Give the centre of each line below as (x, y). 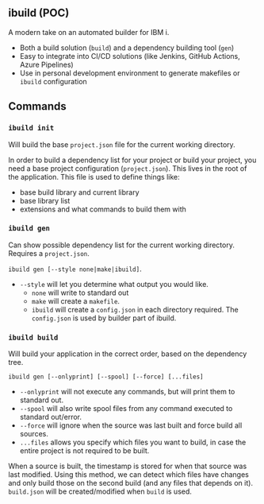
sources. (34, 434)
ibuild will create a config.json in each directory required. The (135, 309)
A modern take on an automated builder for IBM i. (89, 32)
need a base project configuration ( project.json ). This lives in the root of (128, 168)
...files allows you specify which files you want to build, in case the (133, 442)
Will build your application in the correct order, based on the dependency (128, 354)
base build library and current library (80, 192)
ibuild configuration (53, 81)
